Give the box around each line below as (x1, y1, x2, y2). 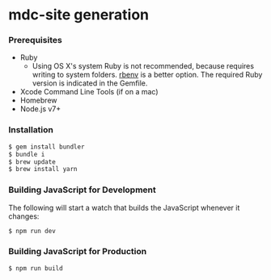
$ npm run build (8, 264, 63, 272)
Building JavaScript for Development (8, 184, 156, 195)
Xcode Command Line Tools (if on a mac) (19, 87, 159, 97)
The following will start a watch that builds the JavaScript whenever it (8, 203, 240, 212)
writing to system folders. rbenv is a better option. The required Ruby (32, 70, 263, 80)
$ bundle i (8, 150, 45, 158)
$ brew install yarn (8, 165, 78, 173)
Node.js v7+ (19, 104, 61, 114)
